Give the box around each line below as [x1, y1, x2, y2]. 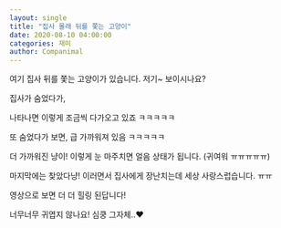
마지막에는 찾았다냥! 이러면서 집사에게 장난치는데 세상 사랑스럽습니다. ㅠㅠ [9, 171, 273, 181]
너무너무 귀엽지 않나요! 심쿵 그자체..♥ [9, 209, 144, 220]
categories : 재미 [9, 38, 71, 48]
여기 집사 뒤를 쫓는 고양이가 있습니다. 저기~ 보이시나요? [9, 74, 207, 85]
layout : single [9, 13, 68, 23]
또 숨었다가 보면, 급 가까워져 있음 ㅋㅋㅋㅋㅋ [9, 131, 166, 142]
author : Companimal [9, 47, 84, 57]
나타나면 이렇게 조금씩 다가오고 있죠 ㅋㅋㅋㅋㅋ [9, 112, 176, 123]
